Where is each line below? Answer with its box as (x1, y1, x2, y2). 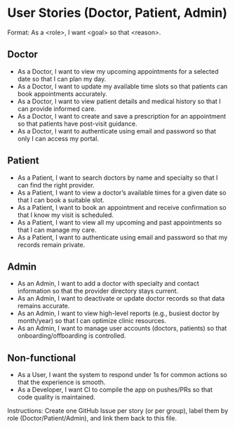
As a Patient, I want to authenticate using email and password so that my (17, 233, 228, 242)
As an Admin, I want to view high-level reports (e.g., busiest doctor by (17, 309, 220, 317)
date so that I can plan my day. (17, 74, 107, 83)
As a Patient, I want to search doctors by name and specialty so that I (17, 173, 218, 182)
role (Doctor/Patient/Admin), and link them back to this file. (7, 414, 177, 423)
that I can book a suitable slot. (17, 195, 105, 204)
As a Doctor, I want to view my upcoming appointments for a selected (17, 67, 219, 75)
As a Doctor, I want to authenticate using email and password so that (17, 126, 216, 135)
